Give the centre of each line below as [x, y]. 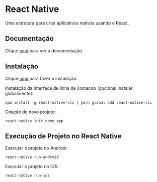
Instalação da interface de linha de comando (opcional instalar [69, 88]
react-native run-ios [28, 176]
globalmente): [19, 93]
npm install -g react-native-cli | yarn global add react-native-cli [79, 102]
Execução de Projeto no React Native [63, 136]
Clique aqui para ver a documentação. [44, 50]
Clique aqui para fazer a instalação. [41, 78]
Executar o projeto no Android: [37, 148]
